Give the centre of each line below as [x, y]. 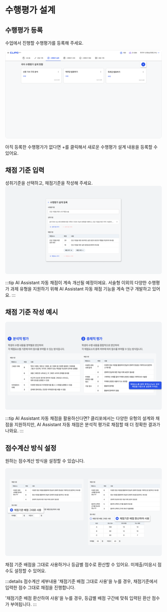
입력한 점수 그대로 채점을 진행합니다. [40, 588]
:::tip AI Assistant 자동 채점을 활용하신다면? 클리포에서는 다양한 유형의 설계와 [80, 418]
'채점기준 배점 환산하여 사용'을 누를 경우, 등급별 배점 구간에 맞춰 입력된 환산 [78, 598]
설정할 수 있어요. [30, 571]
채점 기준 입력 [25, 170]
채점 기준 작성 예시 [32, 312]
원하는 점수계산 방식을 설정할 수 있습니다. [45, 460]
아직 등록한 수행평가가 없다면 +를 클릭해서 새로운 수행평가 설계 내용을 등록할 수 [82, 147]
